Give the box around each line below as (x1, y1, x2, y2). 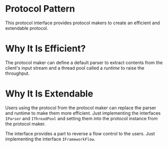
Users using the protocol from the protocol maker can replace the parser (5, 105, 156, 111)
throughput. (5, 70, 30, 76)
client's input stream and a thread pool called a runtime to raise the (5, 65, 145, 71)
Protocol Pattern (5, 3, 75, 15)
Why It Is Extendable (5, 88, 93, 100)
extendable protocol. (5, 25, 48, 31)
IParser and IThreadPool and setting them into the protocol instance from (5, 115, 158, 121)
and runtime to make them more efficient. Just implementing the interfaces (5, 110, 161, 116)
